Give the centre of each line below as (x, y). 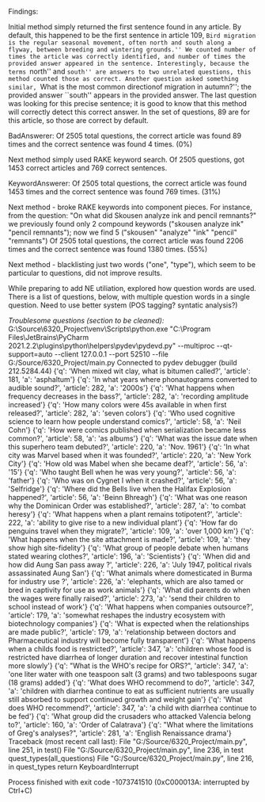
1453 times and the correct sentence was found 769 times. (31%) (115, 192)
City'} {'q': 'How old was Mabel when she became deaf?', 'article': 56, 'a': (128, 464)
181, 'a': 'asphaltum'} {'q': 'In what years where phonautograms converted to (133, 379)
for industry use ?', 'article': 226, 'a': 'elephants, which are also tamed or (126, 581)
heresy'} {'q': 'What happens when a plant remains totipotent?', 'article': (125, 514)
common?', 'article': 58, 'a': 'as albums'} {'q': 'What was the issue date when (133, 438)
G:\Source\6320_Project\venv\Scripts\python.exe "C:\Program (110, 329)
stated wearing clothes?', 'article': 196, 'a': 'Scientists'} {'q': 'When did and (129, 556)
